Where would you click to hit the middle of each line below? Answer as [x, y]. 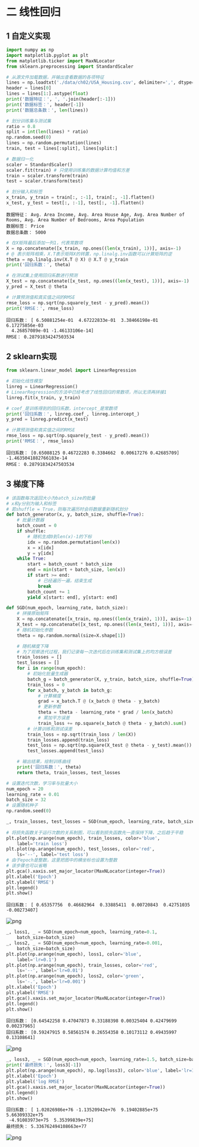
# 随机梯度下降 [33, 646]
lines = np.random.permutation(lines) [54, 143]
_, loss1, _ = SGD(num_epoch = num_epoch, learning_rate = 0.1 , [82, 932]
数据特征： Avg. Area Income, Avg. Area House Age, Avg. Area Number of [95, 215]
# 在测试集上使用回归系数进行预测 [42, 276]
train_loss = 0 [46, 685]
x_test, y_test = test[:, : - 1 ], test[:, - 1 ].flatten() [75, 203]
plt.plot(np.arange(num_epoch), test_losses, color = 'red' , [81, 849]
